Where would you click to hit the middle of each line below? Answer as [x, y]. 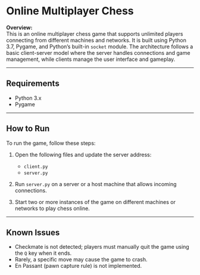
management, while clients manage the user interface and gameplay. [91, 59]
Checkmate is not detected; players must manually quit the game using [102, 247]
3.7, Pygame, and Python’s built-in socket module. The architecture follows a [100, 47]
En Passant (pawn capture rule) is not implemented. [78, 266]
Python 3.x [28, 98]
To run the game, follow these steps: [51, 143]
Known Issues [33, 232]
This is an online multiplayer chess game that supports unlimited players [95, 33]
